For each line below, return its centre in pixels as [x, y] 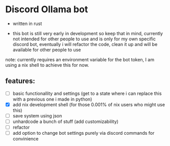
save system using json [37, 115]
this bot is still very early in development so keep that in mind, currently [88, 33]
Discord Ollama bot [47, 9]
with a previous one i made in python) [52, 99]
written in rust [27, 23]
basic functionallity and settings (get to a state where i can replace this [87, 93]
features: [20, 81]
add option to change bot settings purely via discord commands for [83, 133]
